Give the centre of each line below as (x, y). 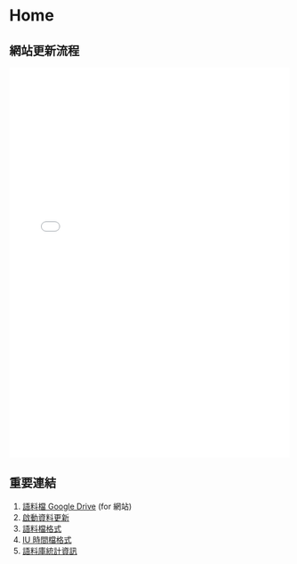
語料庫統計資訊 (49, 551)
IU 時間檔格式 (47, 539)
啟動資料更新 (45, 517)
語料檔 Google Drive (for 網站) (77, 506)
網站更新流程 (44, 50)
